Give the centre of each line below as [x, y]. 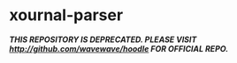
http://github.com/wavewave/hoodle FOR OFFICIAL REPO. [119, 48]
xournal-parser [66, 15]
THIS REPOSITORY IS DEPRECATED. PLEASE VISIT [103, 39]
